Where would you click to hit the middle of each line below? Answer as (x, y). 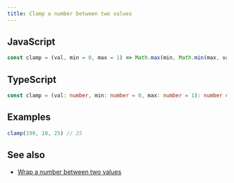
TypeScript (32, 80)
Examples (29, 117)
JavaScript (31, 42)
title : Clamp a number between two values (70, 14)
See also (26, 155)
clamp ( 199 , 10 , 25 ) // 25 (45, 133)
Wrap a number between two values (69, 172)
